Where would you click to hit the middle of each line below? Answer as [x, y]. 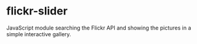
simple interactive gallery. [39, 34]
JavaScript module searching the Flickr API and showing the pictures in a [99, 28]
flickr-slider [37, 11]
